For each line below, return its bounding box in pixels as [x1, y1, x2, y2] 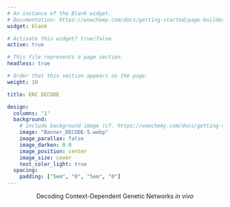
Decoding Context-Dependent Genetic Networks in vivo [36, 192, 194, 200]
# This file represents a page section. [7, 54, 125, 61]
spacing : [13, 167, 38, 174]
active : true [7, 42, 44, 49]
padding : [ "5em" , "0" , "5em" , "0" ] [19, 174, 121, 180]
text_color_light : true [19, 161, 88, 167]
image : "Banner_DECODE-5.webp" [19, 129, 109, 136]
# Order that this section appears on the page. [7, 72, 149, 79]
